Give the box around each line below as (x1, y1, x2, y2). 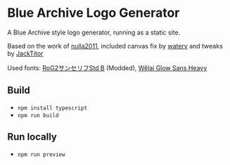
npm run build (17, 112, 59, 119)
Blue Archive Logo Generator (7, 5, 180, 21)
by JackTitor (7, 49, 44, 58)
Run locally (7, 131, 58, 143)
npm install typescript (17, 104, 88, 112)
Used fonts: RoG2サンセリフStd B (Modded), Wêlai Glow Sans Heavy (7, 63, 207, 72)
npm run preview (17, 151, 65, 158)
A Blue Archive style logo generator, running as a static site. (7, 28, 181, 37)
